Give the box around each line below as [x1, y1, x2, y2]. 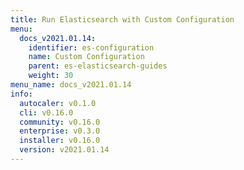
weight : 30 [28, 71, 74, 81]
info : [10, 89, 33, 99]
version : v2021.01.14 [19, 145, 110, 155]
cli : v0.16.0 [19, 107, 74, 118]
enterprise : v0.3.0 [19, 126, 101, 136]
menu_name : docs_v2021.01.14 [10, 80, 132, 90]
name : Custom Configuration [28, 52, 145, 62]
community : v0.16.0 [19, 117, 101, 127]
